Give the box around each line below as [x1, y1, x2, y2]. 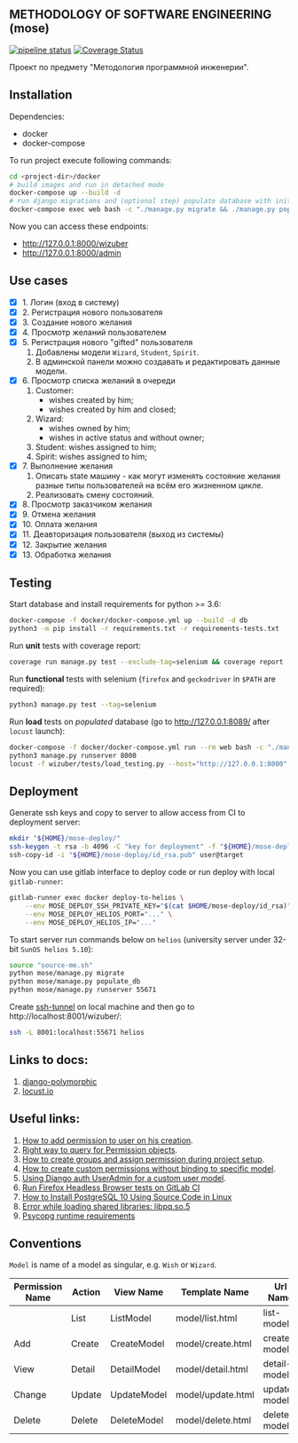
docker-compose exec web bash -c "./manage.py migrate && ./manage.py [9, 205, 276, 214]
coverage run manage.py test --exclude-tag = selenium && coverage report [9, 658, 284, 666]
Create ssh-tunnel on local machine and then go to [9, 1002, 195, 1012]
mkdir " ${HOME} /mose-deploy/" [9, 834, 122, 843]
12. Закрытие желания [21, 539, 107, 549]
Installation [9, 88, 73, 103]
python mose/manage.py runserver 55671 [9, 985, 157, 995]
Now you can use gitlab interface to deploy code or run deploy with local [9, 867, 275, 877]
